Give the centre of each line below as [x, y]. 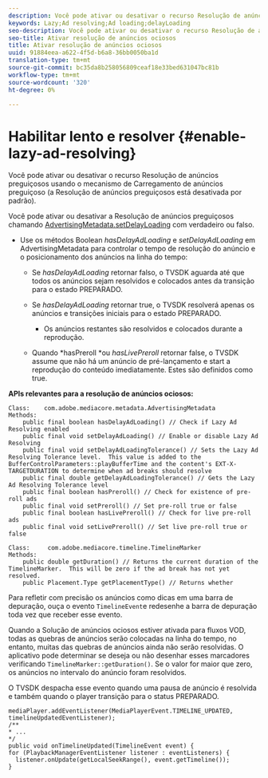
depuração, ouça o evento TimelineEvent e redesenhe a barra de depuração [133, 606]
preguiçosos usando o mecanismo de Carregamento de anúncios [116, 184]
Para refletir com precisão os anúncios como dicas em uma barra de [121, 598]
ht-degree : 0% [32, 90]
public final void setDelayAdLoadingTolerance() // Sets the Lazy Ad [141, 450]
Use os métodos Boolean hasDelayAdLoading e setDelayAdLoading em [138, 240]
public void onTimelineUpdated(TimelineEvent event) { [101, 746]
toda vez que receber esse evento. [65, 614]
